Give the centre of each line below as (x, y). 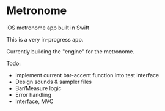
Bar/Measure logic (38, 88)
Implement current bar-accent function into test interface (87, 75)
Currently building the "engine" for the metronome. (70, 51)
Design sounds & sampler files (53, 82)
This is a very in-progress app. (45, 39)
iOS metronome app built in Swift (48, 28)
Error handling (33, 94)
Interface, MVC (34, 101)
